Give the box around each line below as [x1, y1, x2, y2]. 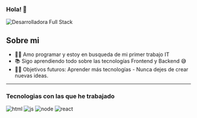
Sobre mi [6, 35, 40, 46]
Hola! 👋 [6, 5, 28, 13]
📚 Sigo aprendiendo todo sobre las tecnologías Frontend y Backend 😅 [14, 58, 186, 65]
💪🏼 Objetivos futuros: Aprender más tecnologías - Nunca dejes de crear [14, 66, 189, 73]
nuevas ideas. [14, 72, 49, 79]
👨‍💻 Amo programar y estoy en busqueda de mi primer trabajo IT [14, 51, 170, 58]
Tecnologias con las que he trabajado [6, 92, 115, 100]
